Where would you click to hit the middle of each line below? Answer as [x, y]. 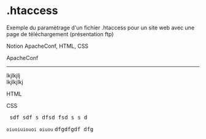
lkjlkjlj [13, 75]
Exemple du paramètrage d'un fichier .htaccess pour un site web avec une [101, 28]
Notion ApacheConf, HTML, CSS [48, 46]
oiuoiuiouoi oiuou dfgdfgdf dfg [50, 129]
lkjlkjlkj [15, 82]
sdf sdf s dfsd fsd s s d [48, 117]
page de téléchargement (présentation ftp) [60, 34]
